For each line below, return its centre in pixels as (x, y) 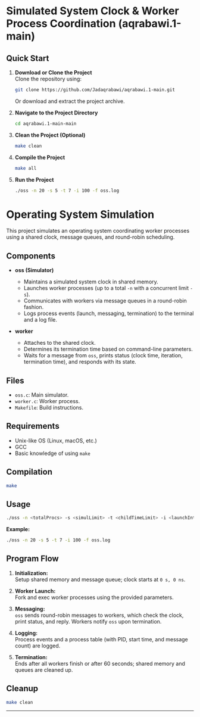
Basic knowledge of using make (52, 453)
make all (26, 168)
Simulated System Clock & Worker (93, 11)
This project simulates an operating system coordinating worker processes (98, 231)
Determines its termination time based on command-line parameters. (108, 349)
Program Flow (32, 559)
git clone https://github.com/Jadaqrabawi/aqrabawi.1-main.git (95, 90)
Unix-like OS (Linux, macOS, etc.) (56, 440)
